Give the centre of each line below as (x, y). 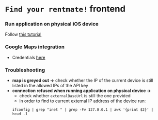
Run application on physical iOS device (52, 24)
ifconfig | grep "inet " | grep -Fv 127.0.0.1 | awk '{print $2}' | (83, 110)
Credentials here (29, 57)
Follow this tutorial (23, 34)
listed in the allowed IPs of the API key (50, 86)
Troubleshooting (25, 70)
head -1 (20, 114)
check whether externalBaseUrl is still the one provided (75, 96)
